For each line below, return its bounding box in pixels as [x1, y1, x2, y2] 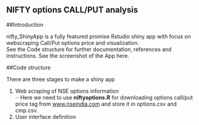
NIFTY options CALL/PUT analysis [6, 5, 138, 15]
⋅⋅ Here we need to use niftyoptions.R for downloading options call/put [15, 93, 193, 101]
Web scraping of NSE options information [15, 87, 120, 95]
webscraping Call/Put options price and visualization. [6, 39, 140, 46]
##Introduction [6, 21, 44, 28]
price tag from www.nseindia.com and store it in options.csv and [15, 100, 177, 107]
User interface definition [15, 113, 76, 120]
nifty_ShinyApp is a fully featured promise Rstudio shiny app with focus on [6, 33, 191, 40]
